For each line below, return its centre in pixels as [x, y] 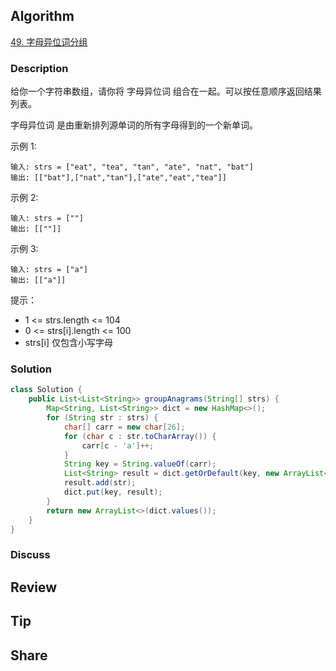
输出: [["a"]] [38, 280]
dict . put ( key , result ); [113, 492]
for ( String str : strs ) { [102, 418]
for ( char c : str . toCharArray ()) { [140, 436]
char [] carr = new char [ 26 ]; [124, 427]
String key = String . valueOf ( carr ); [140, 464]
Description [39, 68]
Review [34, 587]
